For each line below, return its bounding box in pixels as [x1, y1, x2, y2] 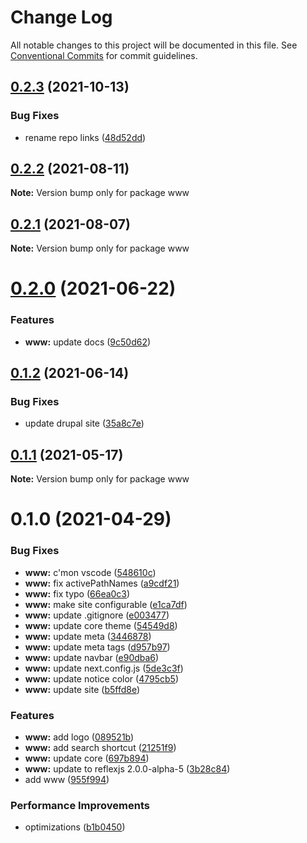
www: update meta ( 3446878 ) [24, 630, 152, 642]
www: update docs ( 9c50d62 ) [24, 336, 152, 348]
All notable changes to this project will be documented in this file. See [10, 39, 298, 51]
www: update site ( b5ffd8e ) [24, 683, 141, 695]
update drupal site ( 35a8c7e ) [24, 417, 145, 430]
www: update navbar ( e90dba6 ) [24, 651, 160, 663]
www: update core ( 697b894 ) [24, 752, 150, 765]
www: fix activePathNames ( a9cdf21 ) [24, 577, 180, 589]
